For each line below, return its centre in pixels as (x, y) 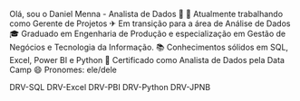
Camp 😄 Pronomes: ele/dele (63, 69)
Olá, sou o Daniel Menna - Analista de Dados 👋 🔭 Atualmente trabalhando (146, 14)
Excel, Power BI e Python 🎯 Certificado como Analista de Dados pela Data (147, 60)
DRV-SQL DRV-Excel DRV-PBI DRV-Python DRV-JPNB (110, 87)
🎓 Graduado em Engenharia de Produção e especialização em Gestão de (148, 33)
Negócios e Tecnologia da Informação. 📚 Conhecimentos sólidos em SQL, (149, 47)
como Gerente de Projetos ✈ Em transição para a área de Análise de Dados (150, 23)
